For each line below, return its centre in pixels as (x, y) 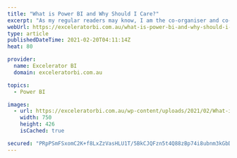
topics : (19, 85)
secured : (20, 143)
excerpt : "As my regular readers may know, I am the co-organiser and (113, 20)
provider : (22, 60)
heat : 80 (20, 47)
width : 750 (36, 118)
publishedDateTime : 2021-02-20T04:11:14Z (69, 40)
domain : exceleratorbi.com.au (58, 72)
